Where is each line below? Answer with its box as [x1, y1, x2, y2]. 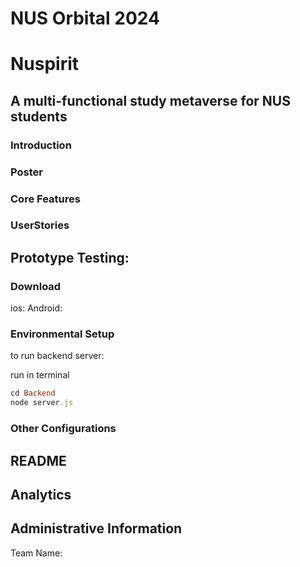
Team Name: [10, 547, 63, 559]
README [10, 452, 67, 469]
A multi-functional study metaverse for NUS [10, 92, 291, 109]
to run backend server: [10, 350, 105, 362]
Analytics [10, 486, 72, 503]
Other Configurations [10, 422, 117, 436]
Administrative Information [10, 520, 183, 537]
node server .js [10, 398, 74, 408]
